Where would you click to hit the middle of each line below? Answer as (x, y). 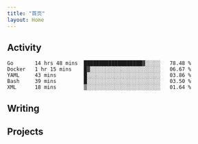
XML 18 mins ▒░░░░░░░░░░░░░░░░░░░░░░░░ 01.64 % (99, 87)
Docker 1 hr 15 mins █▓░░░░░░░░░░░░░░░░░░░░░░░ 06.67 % (99, 69)
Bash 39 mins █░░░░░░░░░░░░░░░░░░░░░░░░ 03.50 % (99, 82)
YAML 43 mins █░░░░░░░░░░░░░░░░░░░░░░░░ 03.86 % (99, 75)
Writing (23, 108)
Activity (25, 48)
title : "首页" (26, 13)
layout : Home (26, 20)
